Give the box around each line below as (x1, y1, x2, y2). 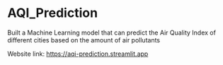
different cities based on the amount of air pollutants (7, 35, 161, 44)
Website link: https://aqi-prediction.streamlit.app (7, 49, 149, 58)
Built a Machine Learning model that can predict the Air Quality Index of (7, 28, 216, 37)
